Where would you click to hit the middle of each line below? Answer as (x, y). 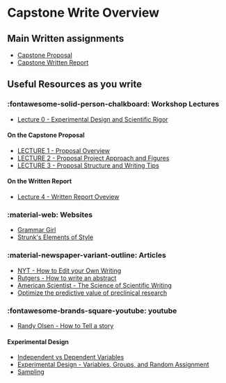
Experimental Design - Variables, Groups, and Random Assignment (113, 365)
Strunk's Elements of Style (55, 237)
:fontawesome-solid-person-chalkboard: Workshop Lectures (113, 104)
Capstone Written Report (53, 63)
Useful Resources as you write (75, 84)
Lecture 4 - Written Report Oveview (68, 197)
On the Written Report (40, 181)
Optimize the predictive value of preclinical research (92, 293)
